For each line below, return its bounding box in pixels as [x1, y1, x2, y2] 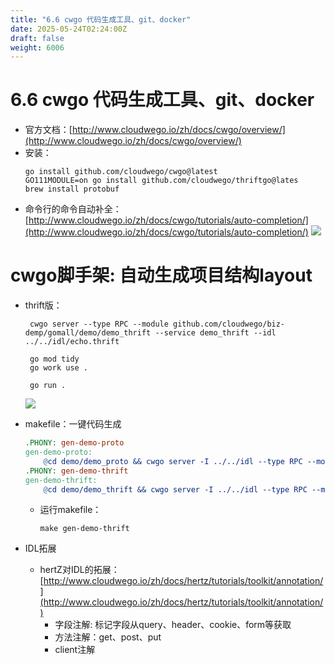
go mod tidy [29, 354, 80, 365]
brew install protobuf [24, 184, 120, 195]
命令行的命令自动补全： [24, 203, 122, 215]
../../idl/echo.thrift [24, 337, 120, 347]
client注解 [54, 644, 96, 656]
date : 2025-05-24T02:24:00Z [10, 24, 128, 34]
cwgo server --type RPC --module [29, 319, 169, 330]
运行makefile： [39, 504, 102, 516]
